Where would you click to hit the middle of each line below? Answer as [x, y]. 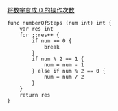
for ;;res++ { [39, 35]
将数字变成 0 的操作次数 [41, 10]
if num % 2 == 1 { [58, 59]
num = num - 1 [64, 65]
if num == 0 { [52, 41]
